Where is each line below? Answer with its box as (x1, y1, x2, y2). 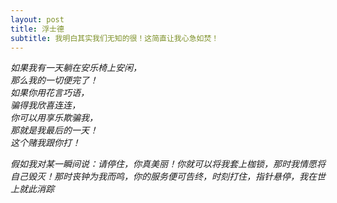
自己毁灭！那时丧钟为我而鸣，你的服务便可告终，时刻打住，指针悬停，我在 (10, 171, 317, 183)
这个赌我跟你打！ (10, 137, 81, 149)
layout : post (10, 14, 65, 25)
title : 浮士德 (10, 24, 65, 34)
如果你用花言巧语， (10, 87, 90, 99)
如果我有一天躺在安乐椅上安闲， (10, 62, 142, 74)
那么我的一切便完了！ (10, 74, 98, 86)
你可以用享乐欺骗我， (10, 112, 98, 124)
